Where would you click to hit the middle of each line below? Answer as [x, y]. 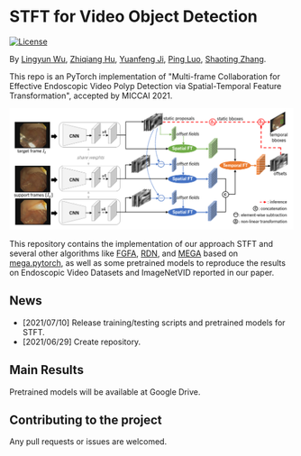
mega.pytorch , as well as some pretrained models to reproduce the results [148, 263]
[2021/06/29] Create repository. [82, 342]
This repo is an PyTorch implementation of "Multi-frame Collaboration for [145, 76]
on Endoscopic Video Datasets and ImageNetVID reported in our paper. [142, 273]
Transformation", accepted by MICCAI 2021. [91, 96]
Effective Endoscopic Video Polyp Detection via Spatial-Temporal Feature [146, 86]
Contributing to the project [86, 420]
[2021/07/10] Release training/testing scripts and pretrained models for [154, 323]
